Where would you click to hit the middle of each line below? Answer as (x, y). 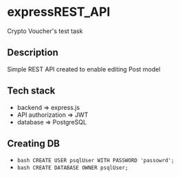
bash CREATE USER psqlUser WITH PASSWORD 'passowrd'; (95, 161)
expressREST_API (59, 12)
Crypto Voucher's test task (45, 31)
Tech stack (31, 91)
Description (33, 53)
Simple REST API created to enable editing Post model (84, 69)
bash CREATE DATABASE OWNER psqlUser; (72, 168)
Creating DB (34, 143)
